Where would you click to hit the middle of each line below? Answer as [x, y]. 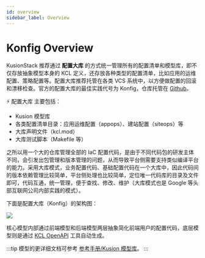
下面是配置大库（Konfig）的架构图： [52, 204]
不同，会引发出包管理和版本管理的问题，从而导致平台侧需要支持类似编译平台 [103, 160]
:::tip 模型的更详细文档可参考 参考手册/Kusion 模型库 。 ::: [77, 249]
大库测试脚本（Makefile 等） [51, 139]
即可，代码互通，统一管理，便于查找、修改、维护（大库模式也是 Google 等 [100, 183]
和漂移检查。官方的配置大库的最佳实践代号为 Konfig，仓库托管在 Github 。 [99, 89]
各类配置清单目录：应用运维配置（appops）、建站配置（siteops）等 [99, 124]
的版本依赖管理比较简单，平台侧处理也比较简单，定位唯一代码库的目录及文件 [103, 175]
